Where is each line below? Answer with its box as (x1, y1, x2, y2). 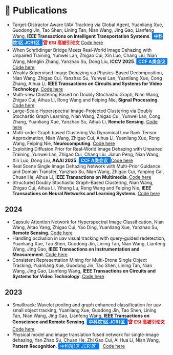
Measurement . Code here (12, 251, 68, 258)
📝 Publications (5, 5, 68, 16)
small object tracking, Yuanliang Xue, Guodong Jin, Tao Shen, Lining (12, 307, 157, 313)
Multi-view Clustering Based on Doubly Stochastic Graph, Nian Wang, (12, 91, 160, 97)
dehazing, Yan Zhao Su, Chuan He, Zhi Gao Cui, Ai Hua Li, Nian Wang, (12, 337, 160, 343)
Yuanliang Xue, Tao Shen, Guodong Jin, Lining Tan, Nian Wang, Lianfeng (12, 240, 166, 246)
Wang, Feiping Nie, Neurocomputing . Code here (12, 140, 115, 147)
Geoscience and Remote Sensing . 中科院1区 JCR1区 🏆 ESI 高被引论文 (12, 319, 165, 325)
